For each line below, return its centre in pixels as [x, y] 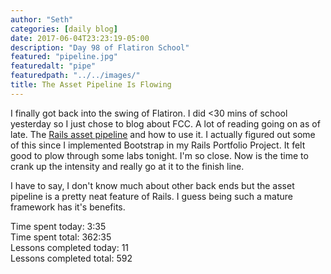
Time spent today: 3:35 [58, 226]
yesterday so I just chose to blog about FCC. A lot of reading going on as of [165, 123]
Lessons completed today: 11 [70, 247]
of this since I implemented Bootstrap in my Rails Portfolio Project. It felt [158, 145]
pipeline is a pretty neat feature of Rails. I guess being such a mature [151, 196]
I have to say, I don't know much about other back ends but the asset [152, 185]
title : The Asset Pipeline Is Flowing [91, 85]
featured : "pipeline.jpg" [64, 57]
